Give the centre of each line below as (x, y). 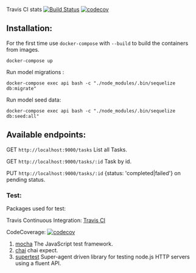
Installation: (30, 28)
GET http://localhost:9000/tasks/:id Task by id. (69, 161)
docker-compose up (30, 61)
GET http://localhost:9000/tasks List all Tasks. (67, 150)
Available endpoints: (46, 135)
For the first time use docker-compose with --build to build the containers (97, 43)
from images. (23, 49)
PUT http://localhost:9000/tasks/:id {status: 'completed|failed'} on (94, 173)
